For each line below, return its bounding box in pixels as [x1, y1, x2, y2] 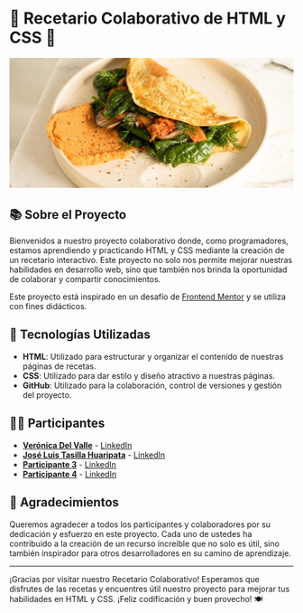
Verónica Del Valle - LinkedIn [22, 439, 133, 450]
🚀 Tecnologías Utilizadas [9, 327, 151, 343]
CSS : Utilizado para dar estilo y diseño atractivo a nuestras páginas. [22, 370, 276, 381]
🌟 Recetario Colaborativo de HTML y [9, 8, 287, 29]
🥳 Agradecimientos [9, 495, 120, 510]
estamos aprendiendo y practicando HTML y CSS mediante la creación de [9, 245, 285, 256]
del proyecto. [22, 389, 72, 401]
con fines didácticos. [9, 301, 87, 312]
